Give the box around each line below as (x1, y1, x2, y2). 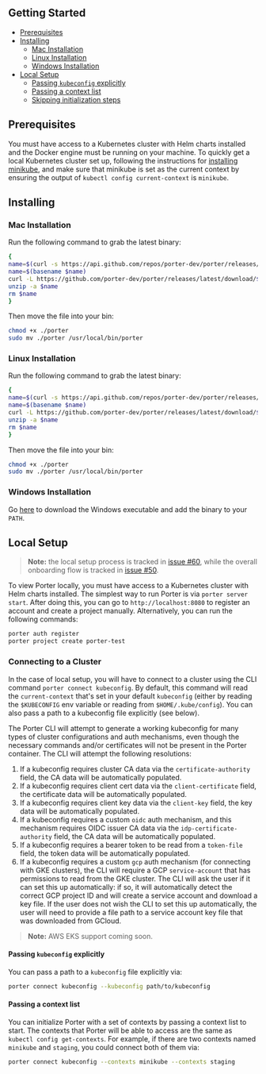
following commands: (8, 614, 78, 624)
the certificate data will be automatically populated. (19, 789, 188, 799)
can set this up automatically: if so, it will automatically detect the (19, 882, 233, 891)
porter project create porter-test (8, 637, 126, 645)
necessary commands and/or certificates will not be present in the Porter (8, 740, 247, 749)
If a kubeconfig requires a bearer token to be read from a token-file (19, 840, 243, 849)
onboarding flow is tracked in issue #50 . (27, 565, 159, 575)
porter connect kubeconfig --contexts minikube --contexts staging (8, 1057, 236, 1066)
